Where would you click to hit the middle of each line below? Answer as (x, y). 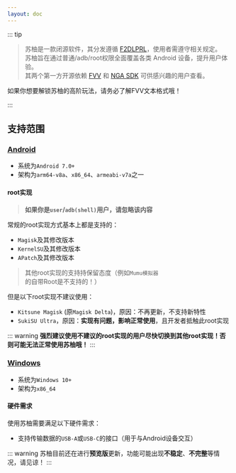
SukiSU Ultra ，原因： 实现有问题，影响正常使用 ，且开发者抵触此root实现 (123, 320)
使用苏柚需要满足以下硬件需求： (54, 423)
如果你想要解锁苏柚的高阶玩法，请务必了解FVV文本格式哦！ (94, 90)
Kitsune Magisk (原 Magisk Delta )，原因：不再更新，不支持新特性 (112, 311)
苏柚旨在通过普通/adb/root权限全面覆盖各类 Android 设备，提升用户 (123, 58)
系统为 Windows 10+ (45, 379)
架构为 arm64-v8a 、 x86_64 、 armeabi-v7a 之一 (80, 175)
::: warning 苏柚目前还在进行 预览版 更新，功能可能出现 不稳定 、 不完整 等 (111, 453)
